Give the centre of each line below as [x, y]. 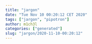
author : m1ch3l [21, 24]
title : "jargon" [22, 10]
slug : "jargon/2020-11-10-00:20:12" [44, 33]
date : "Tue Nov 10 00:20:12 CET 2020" [46, 15]
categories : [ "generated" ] [34, 29]
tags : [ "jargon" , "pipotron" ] [37, 19]
